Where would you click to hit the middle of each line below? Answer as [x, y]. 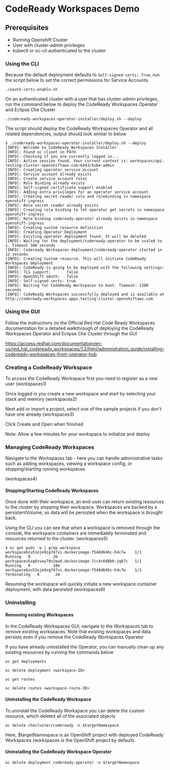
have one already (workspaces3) [40, 414]
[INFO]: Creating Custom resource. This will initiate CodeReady [76, 259]
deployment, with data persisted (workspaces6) [55, 590]
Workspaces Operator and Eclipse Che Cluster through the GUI [71, 333]
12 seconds [17, 255]
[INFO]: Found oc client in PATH [41, 152]
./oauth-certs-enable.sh [31, 89]
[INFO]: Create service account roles [46, 179]
